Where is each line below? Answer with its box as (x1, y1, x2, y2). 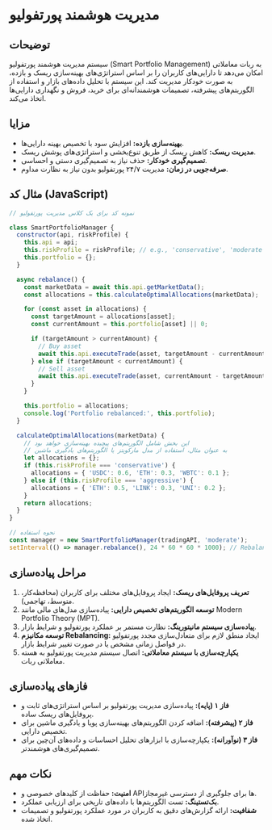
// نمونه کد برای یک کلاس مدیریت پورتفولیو (9, 208, 135, 217)
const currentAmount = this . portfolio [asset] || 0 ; (30, 321, 208, 329)
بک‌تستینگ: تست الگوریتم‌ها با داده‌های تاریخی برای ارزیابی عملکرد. (20, 797, 220, 807)
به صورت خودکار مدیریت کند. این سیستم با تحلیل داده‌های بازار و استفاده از (9, 77, 233, 86)
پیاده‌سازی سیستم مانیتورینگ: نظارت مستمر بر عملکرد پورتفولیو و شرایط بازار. (20, 622, 257, 631)
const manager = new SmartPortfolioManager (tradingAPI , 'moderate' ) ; (9, 536, 249, 544)
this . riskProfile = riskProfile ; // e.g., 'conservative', (23, 246, 227, 254)
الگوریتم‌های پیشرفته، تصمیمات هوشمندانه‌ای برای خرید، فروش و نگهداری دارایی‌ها (9, 85, 255, 94)
